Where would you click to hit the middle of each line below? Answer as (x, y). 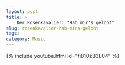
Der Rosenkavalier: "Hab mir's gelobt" (66, 22)
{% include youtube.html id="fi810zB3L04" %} (63, 56)
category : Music (26, 39)
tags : (13, 34)
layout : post (22, 12)
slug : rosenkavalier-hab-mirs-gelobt (52, 28)
